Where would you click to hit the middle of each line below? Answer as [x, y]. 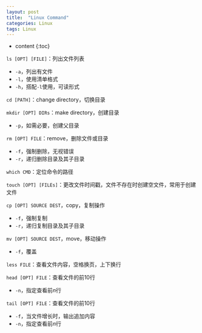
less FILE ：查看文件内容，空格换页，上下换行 [64, 264]
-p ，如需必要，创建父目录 [47, 126]
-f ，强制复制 [31, 218]
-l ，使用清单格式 [37, 79]
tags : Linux [21, 29]
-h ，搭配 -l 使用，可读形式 [47, 87]
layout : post [23, 12]
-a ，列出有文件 [34, 72]
